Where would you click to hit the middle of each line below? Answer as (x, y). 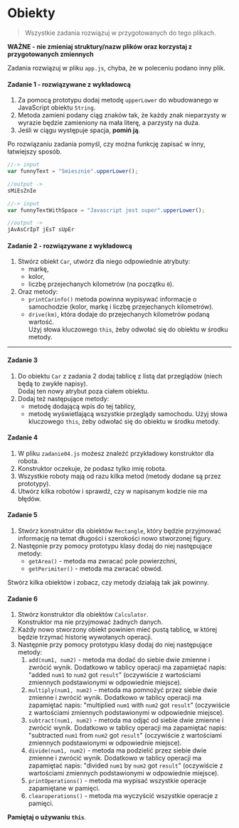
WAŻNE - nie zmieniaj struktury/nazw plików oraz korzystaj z (100, 46)
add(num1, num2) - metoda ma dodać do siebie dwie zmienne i (119, 660)
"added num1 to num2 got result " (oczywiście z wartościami (115, 675)
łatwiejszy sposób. (35, 152)
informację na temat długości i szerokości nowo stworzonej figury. (115, 538)
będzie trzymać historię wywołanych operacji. (85, 637)
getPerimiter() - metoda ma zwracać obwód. (96, 568)
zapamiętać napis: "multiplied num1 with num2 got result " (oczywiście (129, 705)
